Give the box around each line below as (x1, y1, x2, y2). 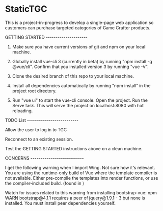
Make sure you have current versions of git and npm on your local (12, 44, 146, 49)
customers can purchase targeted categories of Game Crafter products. (5, 24, 151, 30)
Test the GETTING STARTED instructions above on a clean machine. (5, 145, 143, 151)
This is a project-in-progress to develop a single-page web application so (5, 20, 154, 25)
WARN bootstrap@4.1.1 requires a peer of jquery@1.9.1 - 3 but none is (5, 195, 145, 201)
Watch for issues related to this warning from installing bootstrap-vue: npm (5, 189, 157, 195)
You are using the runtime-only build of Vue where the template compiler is (5, 170, 157, 176)
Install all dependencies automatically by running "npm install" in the (12, 82, 151, 89)
